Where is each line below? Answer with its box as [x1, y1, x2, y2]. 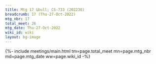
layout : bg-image [5, 35, 41, 40]
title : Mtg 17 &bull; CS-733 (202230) [5, 7, 85, 12]
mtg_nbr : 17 [5, 16, 30, 21]
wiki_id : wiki [5, 30, 34, 35]
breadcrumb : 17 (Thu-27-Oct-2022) [5, 12, 76, 17]
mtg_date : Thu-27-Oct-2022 [5, 26, 61, 31]
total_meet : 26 [5, 21, 36, 26]
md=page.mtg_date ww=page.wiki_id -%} [5, 53, 91, 59]
